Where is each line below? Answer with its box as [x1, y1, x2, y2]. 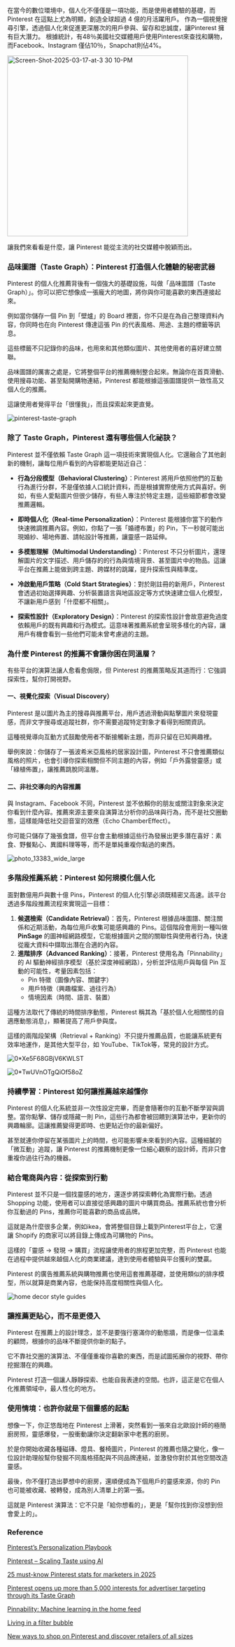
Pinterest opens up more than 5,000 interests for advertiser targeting [7, 1584, 206, 1592]
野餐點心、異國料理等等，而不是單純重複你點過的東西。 [19, 840, 179, 849]
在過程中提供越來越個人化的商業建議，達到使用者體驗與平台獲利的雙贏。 [7, 1255, 215, 1263]
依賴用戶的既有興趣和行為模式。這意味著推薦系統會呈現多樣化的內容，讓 [17, 620, 226, 629]
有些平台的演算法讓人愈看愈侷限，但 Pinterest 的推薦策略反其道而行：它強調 [7, 666, 227, 674]
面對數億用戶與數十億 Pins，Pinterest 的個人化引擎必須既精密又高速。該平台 [7, 890, 227, 898]
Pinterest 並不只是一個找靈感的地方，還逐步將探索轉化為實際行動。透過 [7, 1190, 213, 1199]
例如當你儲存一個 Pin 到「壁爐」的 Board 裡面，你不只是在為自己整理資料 [7, 312, 218, 320]
